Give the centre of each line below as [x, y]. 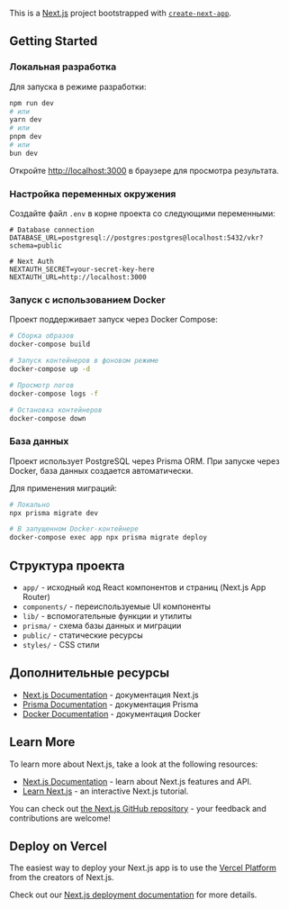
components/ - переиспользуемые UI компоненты [117, 606]
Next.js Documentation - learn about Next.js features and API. [137, 781]
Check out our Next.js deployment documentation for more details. [133, 895]
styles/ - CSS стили [61, 645]
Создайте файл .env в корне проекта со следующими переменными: [143, 214]
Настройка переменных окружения [93, 194]
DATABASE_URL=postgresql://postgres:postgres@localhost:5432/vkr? [136, 238]
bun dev [24, 153]
